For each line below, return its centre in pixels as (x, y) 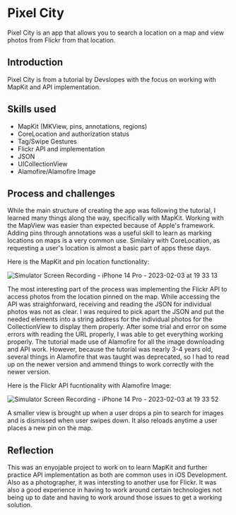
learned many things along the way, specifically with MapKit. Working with (116, 218)
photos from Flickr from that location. (61, 40)
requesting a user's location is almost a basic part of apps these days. (110, 248)
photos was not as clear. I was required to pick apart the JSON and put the (116, 312)
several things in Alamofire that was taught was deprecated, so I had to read (118, 357)
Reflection (31, 450)
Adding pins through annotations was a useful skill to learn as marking (110, 233)
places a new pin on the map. (50, 428)
